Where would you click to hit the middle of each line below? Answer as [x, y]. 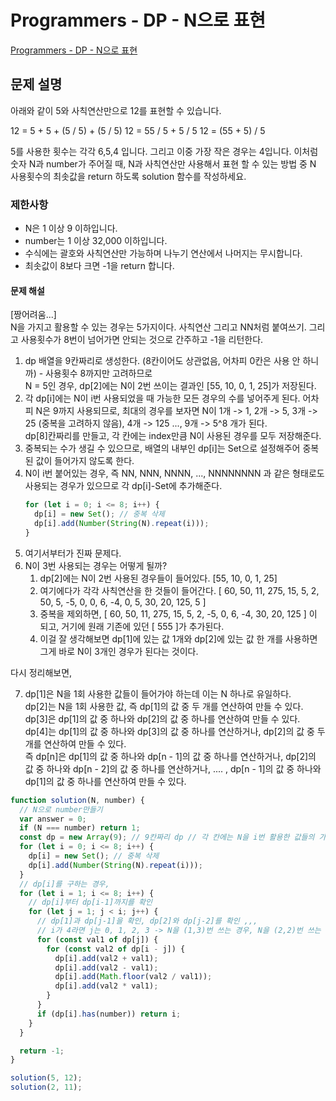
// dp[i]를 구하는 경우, [64, 884]
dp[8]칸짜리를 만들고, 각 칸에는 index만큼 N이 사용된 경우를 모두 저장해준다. [173, 436]
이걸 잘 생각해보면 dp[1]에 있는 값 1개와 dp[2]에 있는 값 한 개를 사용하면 [178, 638]
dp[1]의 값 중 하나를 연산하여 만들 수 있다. [105, 781]
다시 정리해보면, [41, 672]
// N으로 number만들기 [61, 809]
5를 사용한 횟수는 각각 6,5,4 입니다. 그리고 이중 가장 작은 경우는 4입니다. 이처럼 [164, 151]
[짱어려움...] [33, 315]
